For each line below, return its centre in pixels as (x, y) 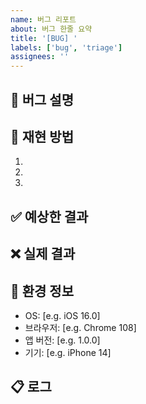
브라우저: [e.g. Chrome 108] (80, 327)
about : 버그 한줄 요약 (51, 29)
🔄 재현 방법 (42, 136)
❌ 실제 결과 (43, 254)
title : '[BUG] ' (44, 38)
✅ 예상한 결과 (49, 216)
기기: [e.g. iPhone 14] (68, 352)
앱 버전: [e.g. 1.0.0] (62, 340)
